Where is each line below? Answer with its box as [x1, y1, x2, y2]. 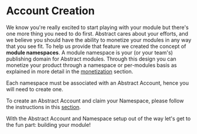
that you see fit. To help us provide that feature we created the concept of [6, 43, 186, 50]
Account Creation [6, 4, 95, 18]
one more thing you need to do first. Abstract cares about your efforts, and [6, 30, 188, 37]
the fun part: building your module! [6, 121, 91, 128]
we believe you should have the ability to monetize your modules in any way [6, 36, 192, 43]
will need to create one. [6, 85, 64, 92]
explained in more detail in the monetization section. [6, 68, 134, 75]
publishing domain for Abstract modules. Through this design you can [6, 55, 176, 62]
